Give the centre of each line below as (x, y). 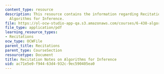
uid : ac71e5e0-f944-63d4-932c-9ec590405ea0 (50, 64)
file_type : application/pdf (34, 28)
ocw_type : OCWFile (24, 41)
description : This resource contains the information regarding (72, 14)
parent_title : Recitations (32, 46)
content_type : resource (29, 9)
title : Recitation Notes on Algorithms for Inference (61, 59)
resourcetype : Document (29, 55)
